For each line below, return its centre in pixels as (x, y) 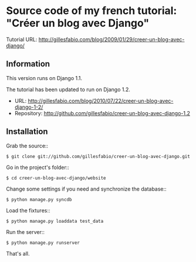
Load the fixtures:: (28, 210)
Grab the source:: (27, 146)
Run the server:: (26, 232)
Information (28, 64)
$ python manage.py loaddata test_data (55, 221)
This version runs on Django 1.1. (44, 78)
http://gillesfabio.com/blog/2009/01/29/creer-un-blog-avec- (111, 39)
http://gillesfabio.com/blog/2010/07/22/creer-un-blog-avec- (101, 101)
